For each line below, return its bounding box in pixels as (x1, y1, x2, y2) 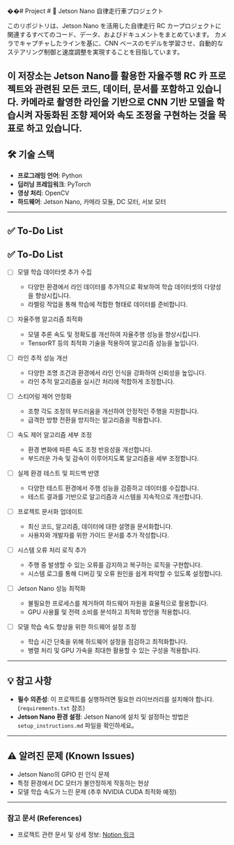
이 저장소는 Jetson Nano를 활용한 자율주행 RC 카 (7, 70, 208, 82)
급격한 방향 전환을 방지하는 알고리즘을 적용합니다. (27, 416, 162, 424)
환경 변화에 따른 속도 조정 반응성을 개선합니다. (27, 445, 153, 453)
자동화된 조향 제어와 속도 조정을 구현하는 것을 (34, 110, 217, 122)
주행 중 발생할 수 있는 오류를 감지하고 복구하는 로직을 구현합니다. (27, 560, 203, 568)
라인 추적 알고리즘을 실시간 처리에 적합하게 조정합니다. (27, 377, 175, 385)
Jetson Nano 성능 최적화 (17, 584, 86, 592)
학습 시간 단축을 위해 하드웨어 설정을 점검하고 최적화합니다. (27, 638, 188, 646)
